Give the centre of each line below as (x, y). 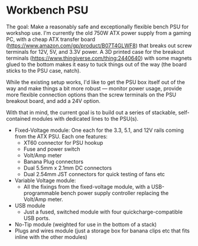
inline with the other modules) (51, 237)
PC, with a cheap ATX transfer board (51, 39)
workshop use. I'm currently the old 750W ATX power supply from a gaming (99, 33)
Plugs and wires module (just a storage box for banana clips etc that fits (102, 231)
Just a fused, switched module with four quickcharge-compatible (103, 212)
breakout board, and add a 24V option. (53, 101)
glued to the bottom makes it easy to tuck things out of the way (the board (97, 64)
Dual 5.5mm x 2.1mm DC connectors (68, 168)
